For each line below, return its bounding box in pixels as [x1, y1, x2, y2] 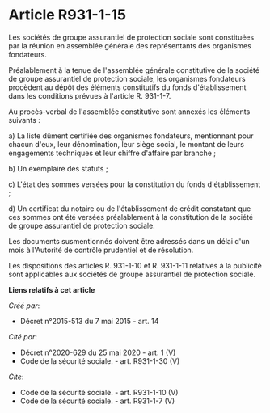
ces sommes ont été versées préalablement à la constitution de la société [8, 212, 253, 221]
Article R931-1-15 [8, 6, 127, 24]
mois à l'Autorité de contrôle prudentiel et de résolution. [8, 245, 194, 255]
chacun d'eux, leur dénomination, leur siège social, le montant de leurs [8, 139, 245, 149]
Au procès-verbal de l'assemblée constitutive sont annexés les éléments [8, 107, 251, 116]
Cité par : [8, 331, 38, 341]
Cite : [8, 372, 24, 381]
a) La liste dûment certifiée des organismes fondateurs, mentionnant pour [8, 131, 254, 141]
